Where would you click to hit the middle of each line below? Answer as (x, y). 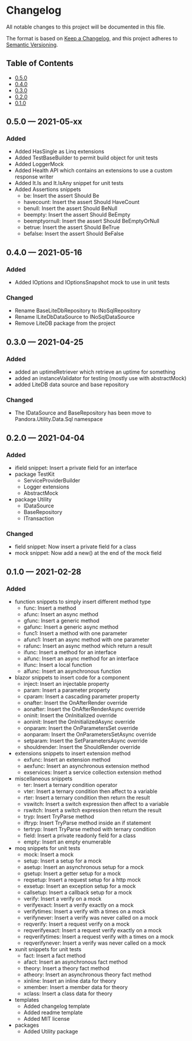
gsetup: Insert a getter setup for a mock (72, 874)
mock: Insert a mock (49, 855)
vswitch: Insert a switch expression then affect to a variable (96, 804)
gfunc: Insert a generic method (61, 621)
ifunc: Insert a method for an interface (70, 653)
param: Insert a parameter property (67, 690)
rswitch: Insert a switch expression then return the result (92, 810)
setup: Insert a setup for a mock (63, 861)
